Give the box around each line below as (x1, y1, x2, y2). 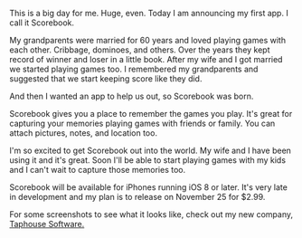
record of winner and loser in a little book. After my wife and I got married (9, 54, 283, 64)
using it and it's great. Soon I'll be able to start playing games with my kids (9, 155, 287, 166)
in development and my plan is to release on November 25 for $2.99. (9, 192, 266, 202)
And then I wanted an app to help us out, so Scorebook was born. (9, 90, 254, 101)
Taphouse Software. (9, 219, 85, 229)
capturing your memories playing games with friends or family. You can (9, 118, 276, 129)
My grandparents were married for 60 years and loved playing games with (9, 35, 287, 45)
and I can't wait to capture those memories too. (9, 165, 186, 175)
